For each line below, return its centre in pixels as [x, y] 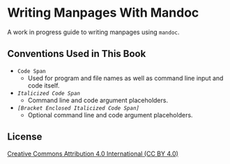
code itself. [44, 85]
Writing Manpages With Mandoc [103, 13]
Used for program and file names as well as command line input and [125, 78]
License [25, 137]
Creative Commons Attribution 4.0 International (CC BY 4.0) [93, 154]
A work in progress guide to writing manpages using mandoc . [93, 32]
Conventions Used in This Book [77, 54]
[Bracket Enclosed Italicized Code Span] [78, 108]
